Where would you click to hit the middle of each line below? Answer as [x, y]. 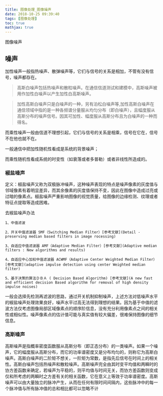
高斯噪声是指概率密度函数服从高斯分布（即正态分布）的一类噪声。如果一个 [79, 346]
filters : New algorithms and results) [45, 250]
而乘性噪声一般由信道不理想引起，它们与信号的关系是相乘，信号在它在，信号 [81, 132]
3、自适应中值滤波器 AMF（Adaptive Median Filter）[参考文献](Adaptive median [81, 246]
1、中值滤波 [15, 223]
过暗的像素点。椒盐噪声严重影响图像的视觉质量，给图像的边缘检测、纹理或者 [81, 196]
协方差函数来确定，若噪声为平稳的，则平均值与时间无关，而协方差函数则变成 [81, 370]
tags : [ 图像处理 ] [21, 18]
